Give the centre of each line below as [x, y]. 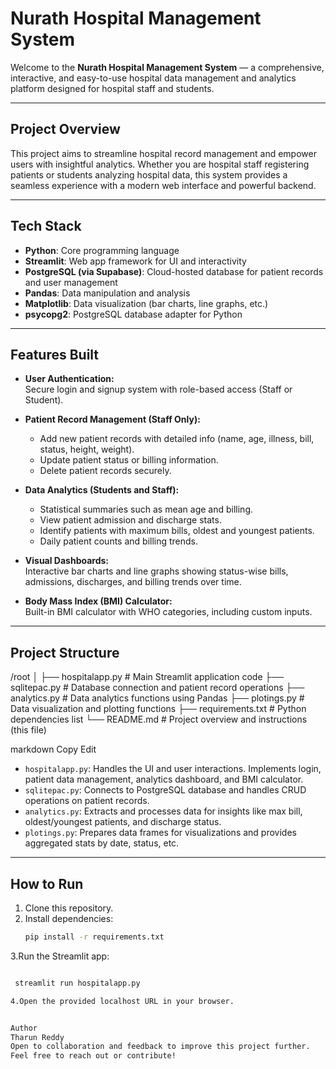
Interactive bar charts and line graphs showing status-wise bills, [156, 571]
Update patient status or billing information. [129, 460]
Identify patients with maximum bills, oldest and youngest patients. [177, 531]
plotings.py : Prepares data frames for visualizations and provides [160, 833]
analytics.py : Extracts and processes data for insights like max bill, [163, 811]
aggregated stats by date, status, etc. [102, 843]
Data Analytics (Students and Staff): [102, 490]
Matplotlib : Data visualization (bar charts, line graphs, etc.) [146, 303]
